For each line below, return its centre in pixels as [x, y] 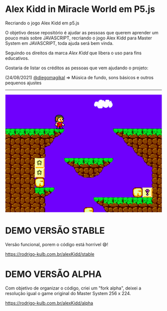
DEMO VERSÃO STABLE [55, 231]
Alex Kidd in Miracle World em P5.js [80, 9]
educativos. [17, 58]
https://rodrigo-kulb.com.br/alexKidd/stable [50, 254]
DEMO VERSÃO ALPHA [53, 274]
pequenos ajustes [23, 83]
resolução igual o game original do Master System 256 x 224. [68, 293]
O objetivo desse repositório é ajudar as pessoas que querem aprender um [82, 32]
